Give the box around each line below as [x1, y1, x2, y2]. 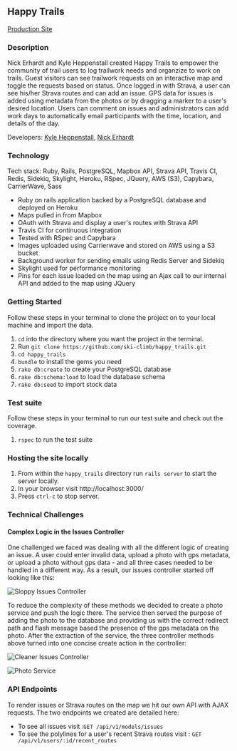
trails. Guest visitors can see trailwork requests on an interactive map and [7, 74, 223, 83]
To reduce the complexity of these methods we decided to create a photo [7, 601, 223, 610]
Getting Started [7, 297, 62, 307]
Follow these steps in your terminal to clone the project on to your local [7, 313, 216, 321]
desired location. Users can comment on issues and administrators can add [7, 104, 229, 113]
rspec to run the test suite [17, 435, 93, 444]
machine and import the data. [7, 321, 94, 329]
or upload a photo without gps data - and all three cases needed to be [7, 559, 213, 567]
